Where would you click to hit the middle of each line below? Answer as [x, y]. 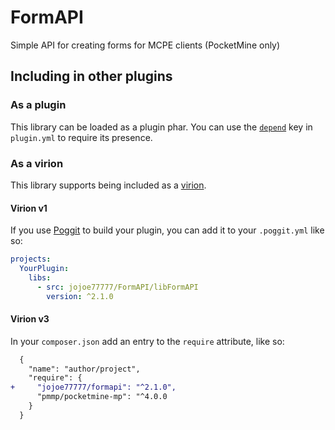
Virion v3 [30, 319]
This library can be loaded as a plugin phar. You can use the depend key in [161, 127]
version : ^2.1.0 [80, 296]
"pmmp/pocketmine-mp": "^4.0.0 [102, 397]
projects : [31, 259]
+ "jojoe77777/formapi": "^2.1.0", [93, 387]
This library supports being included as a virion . [108, 185]
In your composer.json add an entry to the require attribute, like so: [147, 341]
